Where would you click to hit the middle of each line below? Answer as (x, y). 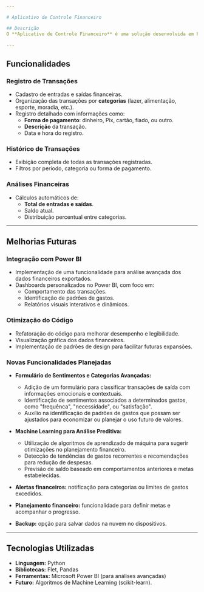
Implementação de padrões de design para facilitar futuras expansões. (104, 346)
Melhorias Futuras (42, 242)
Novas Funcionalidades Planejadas (59, 362)
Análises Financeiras (38, 184)
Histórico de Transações (43, 148)
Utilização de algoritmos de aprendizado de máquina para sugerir (106, 443)
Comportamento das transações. (65, 292)
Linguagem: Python (40, 563)
